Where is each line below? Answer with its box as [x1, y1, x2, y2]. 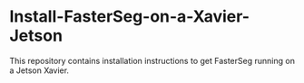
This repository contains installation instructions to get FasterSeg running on [9, 55, 295, 66]
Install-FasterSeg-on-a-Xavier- [9, 6, 250, 27]
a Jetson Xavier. [9, 65, 70, 76]
